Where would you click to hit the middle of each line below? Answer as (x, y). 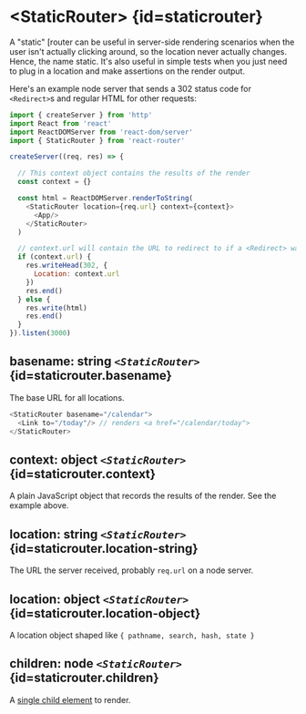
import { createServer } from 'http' (81, 115)
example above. (40, 505)
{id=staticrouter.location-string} (104, 548)
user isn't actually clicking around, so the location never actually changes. (148, 51)
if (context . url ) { (55, 257)
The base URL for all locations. (67, 397)
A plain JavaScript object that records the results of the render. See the (143, 496)
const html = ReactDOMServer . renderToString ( (106, 199)
